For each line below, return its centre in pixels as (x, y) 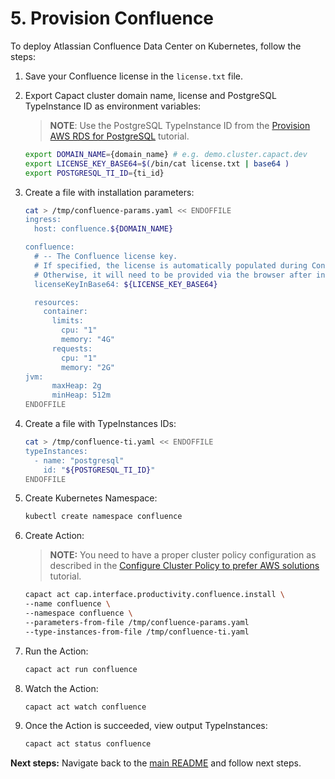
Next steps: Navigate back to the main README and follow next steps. (156, 763)
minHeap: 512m (81, 395)
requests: (72, 348)
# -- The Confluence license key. (106, 257)
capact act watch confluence (85, 707)
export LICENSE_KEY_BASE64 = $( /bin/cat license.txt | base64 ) (157, 163)
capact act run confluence (81, 669)
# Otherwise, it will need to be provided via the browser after (173, 275)
